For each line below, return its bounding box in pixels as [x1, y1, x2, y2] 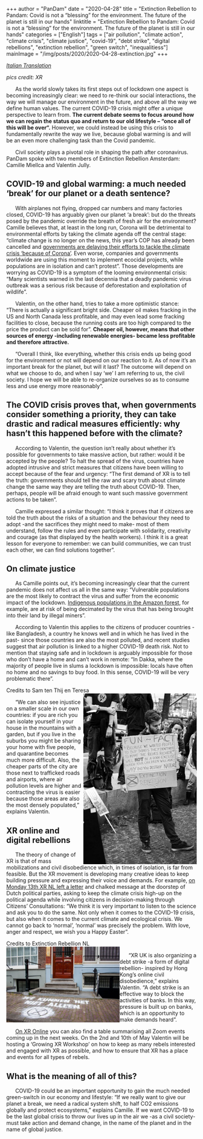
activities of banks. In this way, [120, 997, 196, 1004]
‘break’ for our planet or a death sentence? [6, 188, 171, 199]
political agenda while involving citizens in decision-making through [6, 896, 175, 903]
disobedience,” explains [120, 977, 179, 985]
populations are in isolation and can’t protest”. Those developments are [6, 262, 184, 269]
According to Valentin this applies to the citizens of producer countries [14, 624, 191, 631]
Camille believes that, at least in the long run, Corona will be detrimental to [6, 223, 192, 231]
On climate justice [6, 564, 76, 574]
